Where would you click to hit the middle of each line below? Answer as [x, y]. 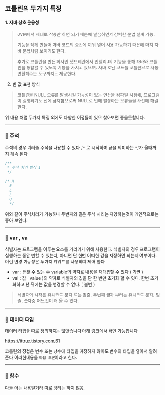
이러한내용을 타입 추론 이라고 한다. [46, 357]
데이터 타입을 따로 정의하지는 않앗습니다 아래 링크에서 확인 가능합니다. [72, 331]
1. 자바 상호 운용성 [22, 22]
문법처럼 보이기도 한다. [44, 51]
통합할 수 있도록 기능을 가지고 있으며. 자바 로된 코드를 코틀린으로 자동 [92, 67]
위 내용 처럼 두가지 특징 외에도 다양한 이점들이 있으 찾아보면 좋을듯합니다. [75, 117]
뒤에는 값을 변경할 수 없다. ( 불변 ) [63, 284]
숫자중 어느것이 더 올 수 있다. [51, 301]
